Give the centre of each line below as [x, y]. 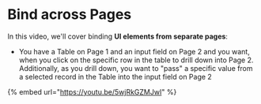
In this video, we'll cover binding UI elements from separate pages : [118, 36]
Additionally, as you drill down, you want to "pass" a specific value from [136, 68]
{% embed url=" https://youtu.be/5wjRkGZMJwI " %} [92, 91]
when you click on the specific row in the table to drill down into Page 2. [136, 60]
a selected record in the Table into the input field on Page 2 [115, 76]
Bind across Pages [70, 15]
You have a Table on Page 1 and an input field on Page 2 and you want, [134, 51]
